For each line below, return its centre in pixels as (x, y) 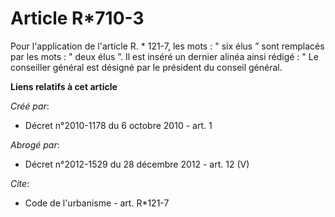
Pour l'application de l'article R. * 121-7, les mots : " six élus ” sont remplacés (167, 46)
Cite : (20, 183)
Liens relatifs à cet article (64, 86)
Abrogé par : (35, 144)
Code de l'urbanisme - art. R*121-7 (97, 203)
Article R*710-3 (77, 18)
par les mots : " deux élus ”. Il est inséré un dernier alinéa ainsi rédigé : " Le (164, 56)
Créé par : (30, 106)
